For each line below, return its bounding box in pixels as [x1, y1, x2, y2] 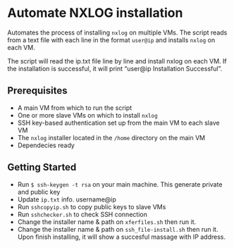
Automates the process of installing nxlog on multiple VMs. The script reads [7, 28, 228, 37]
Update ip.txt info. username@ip [17, 195, 116, 204]
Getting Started [7, 161, 77, 173]
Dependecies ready [17, 141, 75, 149]
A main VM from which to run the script [17, 104, 133, 112]
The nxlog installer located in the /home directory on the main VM [17, 133, 206, 142]
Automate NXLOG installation [7, 5, 183, 21]
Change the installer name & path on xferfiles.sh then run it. [17, 217, 197, 226]
